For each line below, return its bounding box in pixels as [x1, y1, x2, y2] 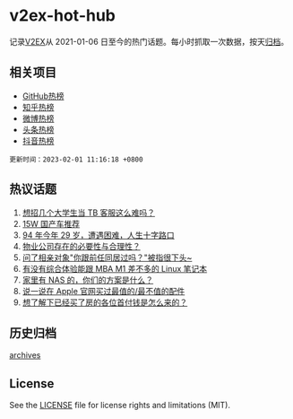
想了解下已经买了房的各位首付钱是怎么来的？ [22, 297, 188, 308]
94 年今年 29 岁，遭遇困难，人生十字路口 [22, 230, 175, 240]
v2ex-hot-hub [9, 5, 116, 26]
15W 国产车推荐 [22, 218, 81, 229]
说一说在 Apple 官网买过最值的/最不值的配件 [22, 285, 185, 296]
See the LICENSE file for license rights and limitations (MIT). [9, 400, 231, 411]
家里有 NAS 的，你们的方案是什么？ [22, 275, 154, 285]
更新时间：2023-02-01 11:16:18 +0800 [9, 154, 143, 164]
